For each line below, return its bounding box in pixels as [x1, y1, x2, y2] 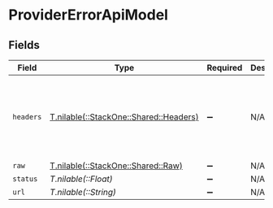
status [12, 175, 38, 184]
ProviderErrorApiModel [8, 6, 169, 24]
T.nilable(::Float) [50, 173, 113, 184]
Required [206, 63, 243, 73]
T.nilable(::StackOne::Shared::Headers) [50, 111, 199, 123]
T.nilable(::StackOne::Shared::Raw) [50, 160, 183, 171]
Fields [8, 38, 41, 52]
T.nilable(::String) [50, 187, 116, 197]
